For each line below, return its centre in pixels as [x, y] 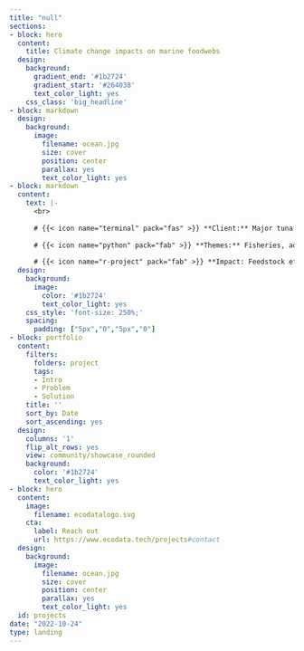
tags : [43, 371]
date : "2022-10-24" [46, 624]
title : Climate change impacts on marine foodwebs [123, 52]
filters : [42, 354]
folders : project [66, 363]
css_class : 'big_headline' [76, 102]
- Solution [54, 397]
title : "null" [36, 18]
